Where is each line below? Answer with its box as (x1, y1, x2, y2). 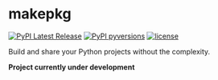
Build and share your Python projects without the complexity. (8, 46, 211, 56)
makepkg (8, 5, 72, 23)
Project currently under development (8, 62, 135, 72)
